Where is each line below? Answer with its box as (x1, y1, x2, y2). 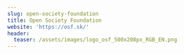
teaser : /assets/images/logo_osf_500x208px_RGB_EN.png (13, 36, 178, 43)
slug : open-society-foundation (7, 10, 99, 18)
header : (7, 29, 30, 37)
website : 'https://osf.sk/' (7, 23, 90, 30)
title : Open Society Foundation (7, 17, 102, 24)
